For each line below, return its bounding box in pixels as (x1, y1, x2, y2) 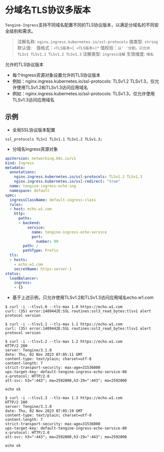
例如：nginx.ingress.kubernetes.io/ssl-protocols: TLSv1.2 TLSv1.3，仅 (12, 78, 155, 84)
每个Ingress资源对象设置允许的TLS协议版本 (12, 72, 101, 78)
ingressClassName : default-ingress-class (9, 197, 96, 202)
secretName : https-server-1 (14, 266, 72, 272)
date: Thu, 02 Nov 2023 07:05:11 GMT (5, 352, 83, 357)
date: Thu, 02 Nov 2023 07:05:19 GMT (5, 408, 83, 414)
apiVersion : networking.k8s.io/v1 (5, 156, 77, 161)
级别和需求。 (9, 28, 36, 34)
